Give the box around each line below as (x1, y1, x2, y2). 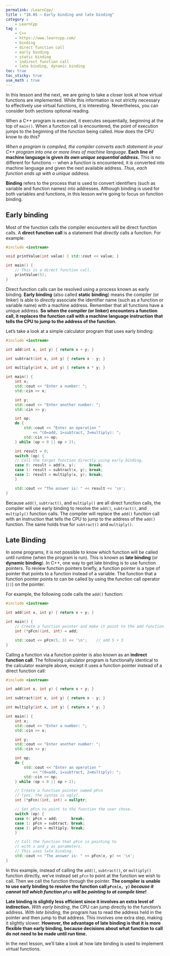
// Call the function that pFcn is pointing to (15, 839, 117, 844)
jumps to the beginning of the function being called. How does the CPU (6, 128, 154, 134)
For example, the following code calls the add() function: (6, 591, 123, 597)
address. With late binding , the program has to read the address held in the (6, 909, 162, 915)
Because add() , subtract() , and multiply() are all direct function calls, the (6, 499, 161, 506)
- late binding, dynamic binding (15, 64, 85, 69)
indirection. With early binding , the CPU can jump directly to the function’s (6, 903, 161, 910)
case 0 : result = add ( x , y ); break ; (15, 463, 103, 468)
